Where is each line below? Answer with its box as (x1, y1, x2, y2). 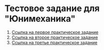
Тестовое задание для (4, 3, 100, 14)
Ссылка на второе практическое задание (11, 34, 98, 40)
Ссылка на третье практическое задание (11, 39, 98, 45)
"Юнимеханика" (4, 13, 76, 24)
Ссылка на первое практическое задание (11, 29, 99, 35)
